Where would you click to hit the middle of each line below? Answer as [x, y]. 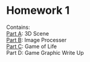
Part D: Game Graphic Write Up [45, 52]
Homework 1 [38, 11]
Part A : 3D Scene [28, 33]
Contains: [18, 27]
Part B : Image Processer [37, 40]
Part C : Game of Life [32, 46]
